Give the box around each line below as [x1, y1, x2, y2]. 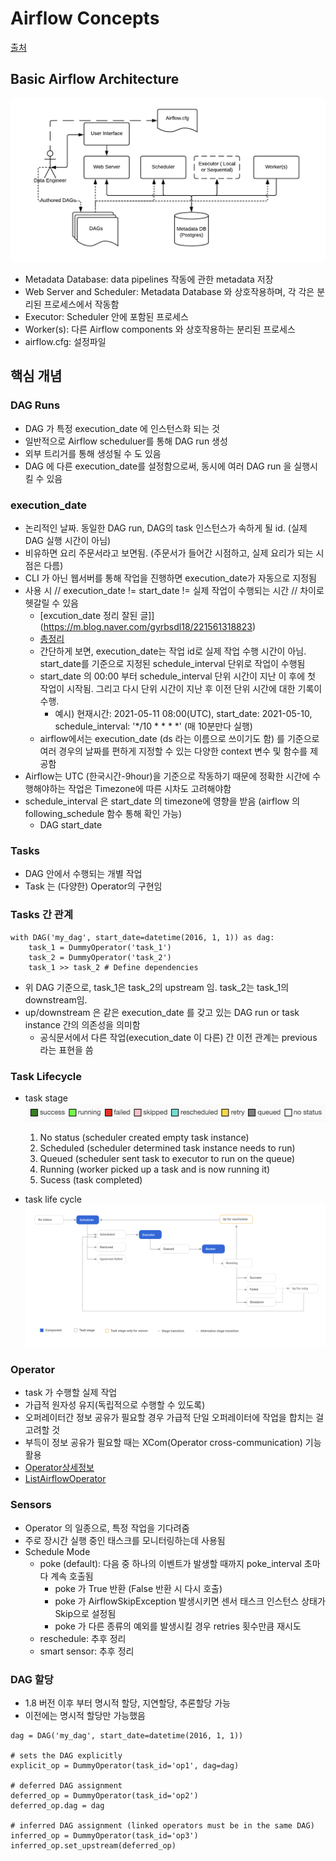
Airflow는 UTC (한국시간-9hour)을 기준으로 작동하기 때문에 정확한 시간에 [24, 770, 311, 782]
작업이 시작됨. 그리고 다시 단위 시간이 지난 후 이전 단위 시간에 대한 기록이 [39, 683, 323, 695]
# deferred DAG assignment [10, 1780, 123, 1791]
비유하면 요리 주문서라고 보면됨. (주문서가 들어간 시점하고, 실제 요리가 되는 [24, 547, 314, 559]
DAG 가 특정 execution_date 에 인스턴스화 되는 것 [24, 422, 220, 434]
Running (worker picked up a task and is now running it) [39, 1163, 271, 1175]
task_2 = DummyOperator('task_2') [28, 952, 172, 962]
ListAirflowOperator [24, 1473, 107, 1485]
